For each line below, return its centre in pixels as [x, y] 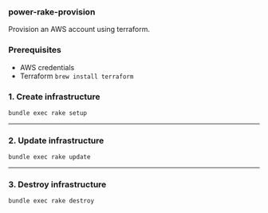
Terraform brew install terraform [77, 76]
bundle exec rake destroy [51, 201]
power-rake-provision [52, 12]
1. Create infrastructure [54, 97]
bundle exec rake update [49, 157]
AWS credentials [47, 67]
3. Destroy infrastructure [57, 184]
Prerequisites [35, 50]
